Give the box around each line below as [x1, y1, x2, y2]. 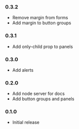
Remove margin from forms [12, 15, 68, 21]
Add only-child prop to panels [12, 43, 73, 49]
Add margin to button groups [12, 20, 72, 26]
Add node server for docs [12, 90, 65, 97]
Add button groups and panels [12, 96, 75, 102]
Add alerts [12, 67, 34, 73]
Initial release [12, 120, 39, 126]
